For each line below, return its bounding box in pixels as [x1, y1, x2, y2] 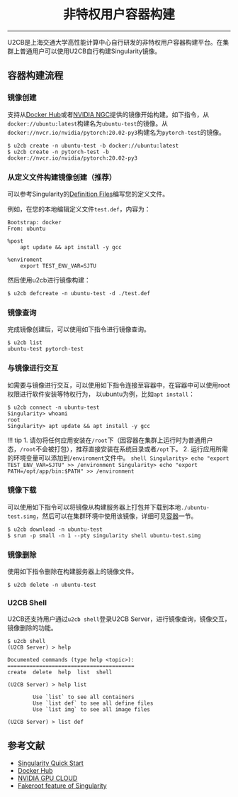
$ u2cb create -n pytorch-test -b [7, 148, 110, 155]
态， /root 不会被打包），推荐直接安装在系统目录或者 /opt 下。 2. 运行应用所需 [7, 444, 228, 453]
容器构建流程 [7, 70, 64, 82]
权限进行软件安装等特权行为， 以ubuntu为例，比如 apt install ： [7, 390, 195, 398]
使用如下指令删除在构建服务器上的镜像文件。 [7, 567, 138, 576]
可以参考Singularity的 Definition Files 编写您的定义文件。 [7, 189, 169, 198]
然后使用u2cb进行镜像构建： [7, 275, 91, 284]
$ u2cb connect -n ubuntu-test [7, 404, 100, 411]
